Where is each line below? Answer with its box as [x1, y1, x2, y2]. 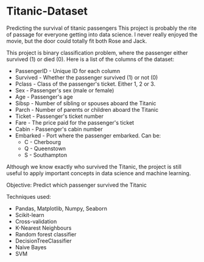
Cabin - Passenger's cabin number [15, 125, 103, 133]
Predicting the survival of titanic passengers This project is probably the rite [6, 24, 197, 32]
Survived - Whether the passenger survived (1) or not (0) [15, 74, 158, 81]
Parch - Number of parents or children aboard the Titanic [15, 106, 159, 113]
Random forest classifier [15, 230, 77, 238]
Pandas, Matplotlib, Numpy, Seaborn [15, 205, 108, 212]
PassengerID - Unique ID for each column [15, 67, 121, 74]
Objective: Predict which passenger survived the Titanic [6, 181, 147, 188]
